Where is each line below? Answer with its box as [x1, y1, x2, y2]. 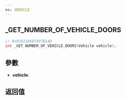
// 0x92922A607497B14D [5, 39, 52, 44]
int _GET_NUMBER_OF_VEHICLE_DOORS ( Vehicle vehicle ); [5, 43, 117, 49]
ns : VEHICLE [5, 7, 30, 12]
